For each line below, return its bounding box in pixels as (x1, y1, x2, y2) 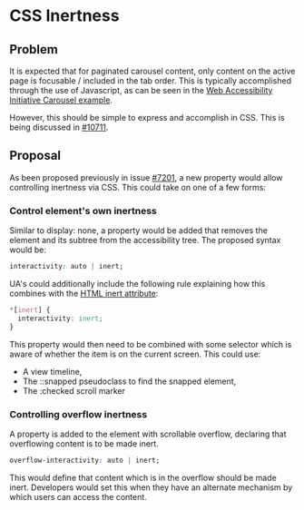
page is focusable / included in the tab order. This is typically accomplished (9, 75, 292, 86)
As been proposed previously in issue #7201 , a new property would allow (9, 172, 283, 182)
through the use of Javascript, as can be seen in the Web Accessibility (9, 85, 273, 95)
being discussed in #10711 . (9, 122, 109, 132)
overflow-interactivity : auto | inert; (9, 456, 161, 465)
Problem (9, 42, 59, 57)
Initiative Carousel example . (9, 94, 113, 105)
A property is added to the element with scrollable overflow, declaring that (9, 428, 288, 439)
